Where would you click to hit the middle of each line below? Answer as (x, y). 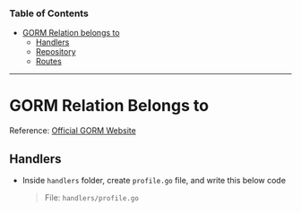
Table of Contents (49, 13)
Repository (56, 52)
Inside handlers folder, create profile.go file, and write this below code (154, 181)
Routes (49, 62)
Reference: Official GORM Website (73, 131)
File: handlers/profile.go (91, 198)
